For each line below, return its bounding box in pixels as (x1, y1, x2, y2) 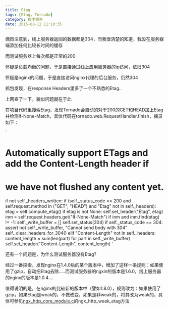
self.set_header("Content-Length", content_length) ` (5, 241, 114, 247)
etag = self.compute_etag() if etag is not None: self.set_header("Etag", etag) (5, 208, 163, 215)
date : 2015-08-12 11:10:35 (5, 21, 62, 27)
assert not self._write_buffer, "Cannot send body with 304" (5, 225, 128, 231)
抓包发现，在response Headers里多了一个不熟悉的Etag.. (5, 85, 122, 92)
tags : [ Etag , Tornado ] (5, 12, 53, 17)
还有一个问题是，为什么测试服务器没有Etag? (5, 251, 97, 257)
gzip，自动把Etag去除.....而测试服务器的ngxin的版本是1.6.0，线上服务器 (14, 269, 161, 275)
